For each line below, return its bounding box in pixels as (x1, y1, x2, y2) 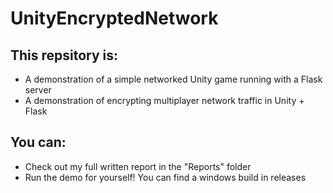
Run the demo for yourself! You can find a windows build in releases (24, 171, 307, 183)
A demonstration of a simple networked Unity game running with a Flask (24, 73, 323, 85)
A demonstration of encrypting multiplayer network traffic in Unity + (24, 95, 305, 106)
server (24, 84, 52, 96)
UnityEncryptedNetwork (10, 7, 219, 30)
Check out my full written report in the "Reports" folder (24, 160, 252, 172)
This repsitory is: (10, 47, 119, 64)
